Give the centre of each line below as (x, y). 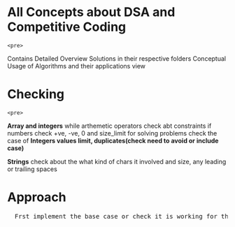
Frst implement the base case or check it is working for (116, 216)
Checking (36, 94)
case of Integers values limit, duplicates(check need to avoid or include (113, 140)
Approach (37, 197)
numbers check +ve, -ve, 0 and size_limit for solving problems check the (112, 133)
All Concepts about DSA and (91, 12)
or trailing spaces (32, 169)
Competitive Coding (67, 27)
